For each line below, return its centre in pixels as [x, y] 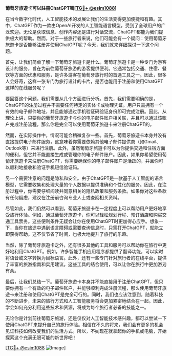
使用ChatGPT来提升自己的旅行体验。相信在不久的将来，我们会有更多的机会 [84, 325]
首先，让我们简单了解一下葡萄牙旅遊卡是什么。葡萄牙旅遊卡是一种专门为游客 [86, 62]
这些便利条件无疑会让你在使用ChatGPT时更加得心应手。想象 [95, 221]
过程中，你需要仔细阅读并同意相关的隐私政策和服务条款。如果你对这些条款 [88, 191]
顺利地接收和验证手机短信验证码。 [46, 167]
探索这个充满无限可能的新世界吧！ [41, 338]
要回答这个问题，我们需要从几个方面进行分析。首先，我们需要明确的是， [81, 99]
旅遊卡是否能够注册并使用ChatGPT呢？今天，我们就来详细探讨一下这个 [80, 45]
